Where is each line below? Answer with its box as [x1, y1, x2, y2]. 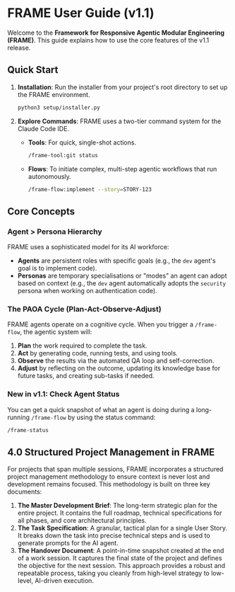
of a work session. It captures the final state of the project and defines [17, 554, 222, 562]
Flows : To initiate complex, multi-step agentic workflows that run [28, 164, 217, 173]
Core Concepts [7, 205, 76, 217]
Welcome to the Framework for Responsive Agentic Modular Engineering [7, 28, 224, 37]
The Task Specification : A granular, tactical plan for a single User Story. [17, 524, 228, 533]
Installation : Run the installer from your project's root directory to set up [17, 83, 228, 91]
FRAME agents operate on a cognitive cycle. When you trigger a [7, 320, 194, 329]
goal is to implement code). [17, 264, 97, 273]
